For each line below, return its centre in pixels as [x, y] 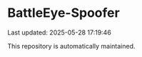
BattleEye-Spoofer [64, 13]
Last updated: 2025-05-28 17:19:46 [60, 32]
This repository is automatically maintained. [71, 46]
